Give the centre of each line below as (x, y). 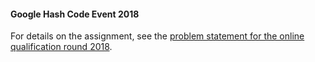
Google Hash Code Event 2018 (75, 14)
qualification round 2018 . (61, 47)
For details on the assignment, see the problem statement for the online (157, 36)
